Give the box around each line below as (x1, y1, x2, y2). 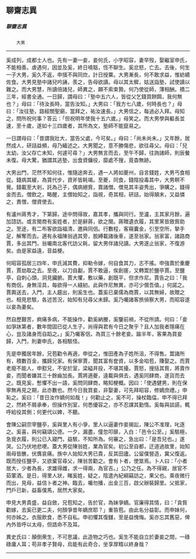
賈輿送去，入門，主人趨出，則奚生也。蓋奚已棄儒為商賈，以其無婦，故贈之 (6, 289, 185, 296)
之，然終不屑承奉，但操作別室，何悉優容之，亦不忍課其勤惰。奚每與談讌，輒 (6, 401, 190, 408)
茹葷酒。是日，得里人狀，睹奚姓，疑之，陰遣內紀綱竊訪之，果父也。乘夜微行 (6, 472, 190, 479)
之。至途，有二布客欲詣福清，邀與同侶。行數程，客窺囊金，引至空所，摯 (6, 225, 180, 232)
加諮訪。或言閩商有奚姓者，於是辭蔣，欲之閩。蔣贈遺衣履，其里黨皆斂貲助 (6, 218, 185, 225)
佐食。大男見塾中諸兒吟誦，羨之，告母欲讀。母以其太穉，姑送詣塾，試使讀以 (6, 78, 190, 86)
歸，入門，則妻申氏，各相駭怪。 (6, 338, 83, 345)
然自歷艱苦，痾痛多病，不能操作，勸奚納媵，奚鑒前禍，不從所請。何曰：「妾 (6, 316, 188, 323)
